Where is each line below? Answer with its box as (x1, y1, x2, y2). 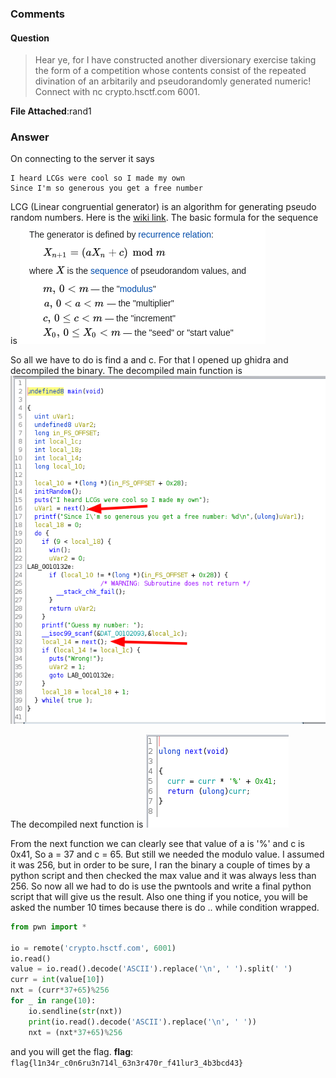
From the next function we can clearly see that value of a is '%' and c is (10, 837, 305, 849)
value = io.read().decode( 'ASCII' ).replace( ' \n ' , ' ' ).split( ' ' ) (10, 964, 293, 974)
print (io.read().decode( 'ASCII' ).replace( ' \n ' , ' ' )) (28, 1017, 257, 1027)
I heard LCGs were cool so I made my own (10, 173, 186, 184)
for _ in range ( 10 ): (10, 996, 97, 1006)
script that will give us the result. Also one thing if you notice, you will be (10, 890, 308, 902)
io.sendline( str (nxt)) (28, 1006, 123, 1016)
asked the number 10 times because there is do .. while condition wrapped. (10, 901, 320, 913)
